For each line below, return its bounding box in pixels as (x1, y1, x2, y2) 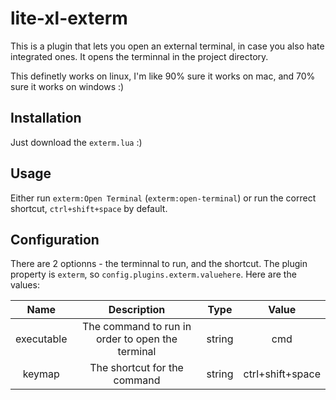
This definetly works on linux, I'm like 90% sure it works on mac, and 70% (10, 70, 316, 82)
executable (15, 332, 68, 346)
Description (108, 303, 166, 317)
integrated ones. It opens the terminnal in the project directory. (10, 50, 269, 62)
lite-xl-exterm (10, 7, 128, 30)
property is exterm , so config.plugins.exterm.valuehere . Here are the (10, 268, 297, 281)
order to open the (95, 332, 178, 346)
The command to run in (81, 320, 192, 334)
